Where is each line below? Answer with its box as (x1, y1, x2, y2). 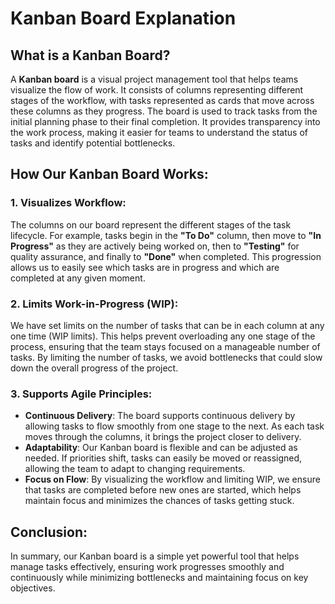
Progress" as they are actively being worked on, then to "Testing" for (10, 240, 300, 252)
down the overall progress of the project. (10, 362, 179, 374)
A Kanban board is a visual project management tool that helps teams (10, 73, 299, 85)
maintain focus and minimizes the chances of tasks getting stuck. (24, 495, 295, 507)
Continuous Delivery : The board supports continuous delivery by (24, 410, 296, 422)
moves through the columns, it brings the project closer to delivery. (24, 431, 302, 443)
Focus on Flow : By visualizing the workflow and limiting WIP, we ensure (24, 473, 321, 486)
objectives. (10, 582, 56, 594)
